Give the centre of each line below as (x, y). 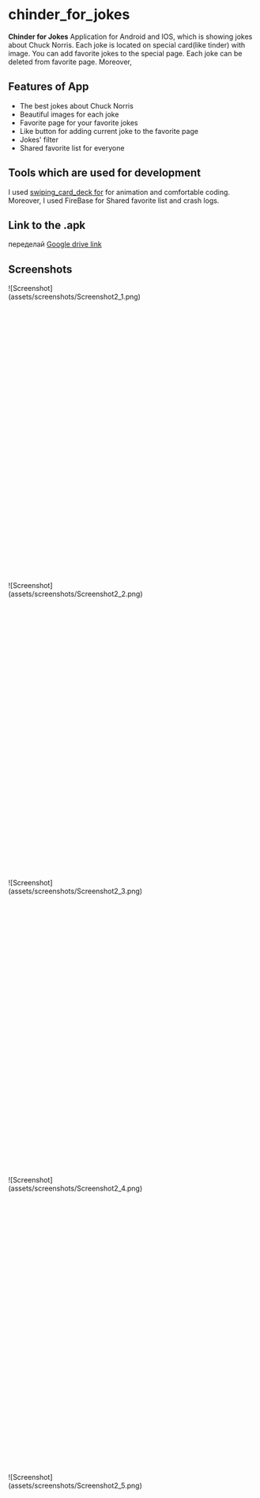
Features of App (49, 87)
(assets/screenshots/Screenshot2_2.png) (76, 594)
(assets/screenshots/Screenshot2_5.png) (75, 1486)
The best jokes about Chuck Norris (77, 105)
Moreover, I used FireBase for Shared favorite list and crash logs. (114, 201)
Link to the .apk (47, 225)
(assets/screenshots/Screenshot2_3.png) (75, 891)
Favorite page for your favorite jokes (79, 122)
